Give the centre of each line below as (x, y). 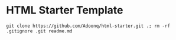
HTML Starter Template (65, 10)
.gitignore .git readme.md (39, 31)
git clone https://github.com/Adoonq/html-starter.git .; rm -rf (88, 26)
